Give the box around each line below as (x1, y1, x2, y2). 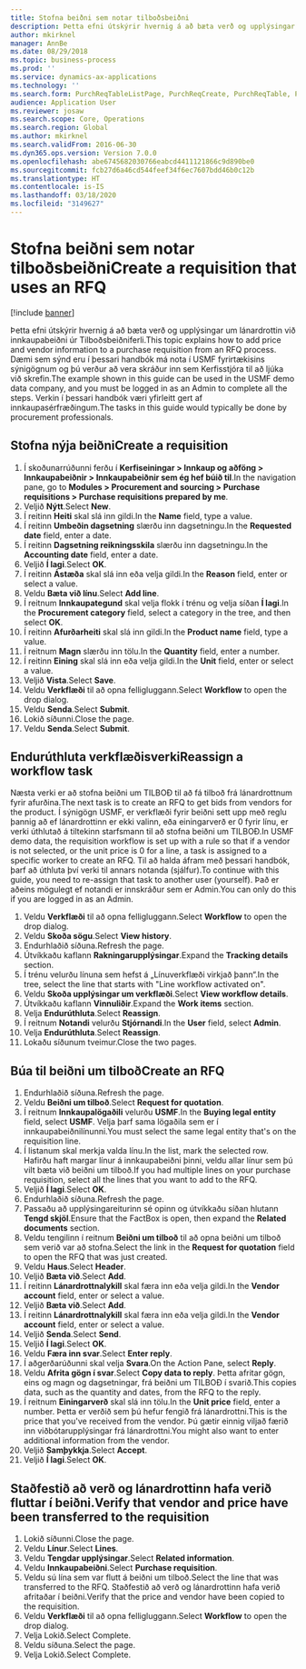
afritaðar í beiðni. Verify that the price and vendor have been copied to (23, 1592, 285, 1603)
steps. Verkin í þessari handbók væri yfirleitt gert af (10, 392, 203, 403)
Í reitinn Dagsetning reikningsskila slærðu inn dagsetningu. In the (23, 539, 269, 550)
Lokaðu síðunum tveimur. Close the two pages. (23, 1037, 197, 1048)
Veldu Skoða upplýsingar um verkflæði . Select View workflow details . (23, 988, 289, 1000)
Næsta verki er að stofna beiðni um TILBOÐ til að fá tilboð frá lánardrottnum (10, 787, 293, 798)
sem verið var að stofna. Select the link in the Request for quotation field (23, 1242, 295, 1253)
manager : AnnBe (10, 38, 68, 48)
